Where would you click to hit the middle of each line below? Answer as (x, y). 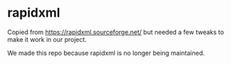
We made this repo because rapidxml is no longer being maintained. (106, 53)
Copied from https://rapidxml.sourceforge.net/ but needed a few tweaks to (115, 32)
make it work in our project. (47, 39)
